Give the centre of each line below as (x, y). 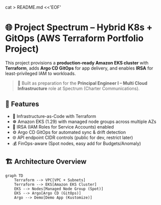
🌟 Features (22, 104)
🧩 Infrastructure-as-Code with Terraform (54, 116)
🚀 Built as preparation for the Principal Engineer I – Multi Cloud (82, 83)
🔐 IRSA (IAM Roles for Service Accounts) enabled (63, 126)
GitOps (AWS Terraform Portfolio (74, 38)
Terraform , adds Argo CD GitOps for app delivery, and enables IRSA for (79, 68)
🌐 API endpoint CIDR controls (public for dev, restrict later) (73, 137)
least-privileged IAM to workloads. (41, 73)
